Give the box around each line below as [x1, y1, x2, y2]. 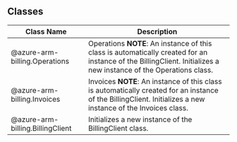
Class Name [25, 26, 67, 36]
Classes [7, 6, 44, 18]
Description [137, 26, 178, 36]
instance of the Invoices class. [87, 102, 188, 112]
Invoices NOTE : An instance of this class [87, 76, 222, 86]
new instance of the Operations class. [87, 65, 214, 75]
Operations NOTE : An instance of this [87, 38, 212, 48]
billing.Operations [11, 56, 69, 66]
